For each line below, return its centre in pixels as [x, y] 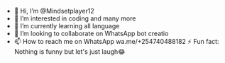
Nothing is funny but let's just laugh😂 [70, 52]
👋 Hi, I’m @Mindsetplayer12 [54, 11]
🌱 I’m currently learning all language [67, 26]
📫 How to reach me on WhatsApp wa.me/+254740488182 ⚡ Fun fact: [116, 41]
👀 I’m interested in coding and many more [75, 18]
